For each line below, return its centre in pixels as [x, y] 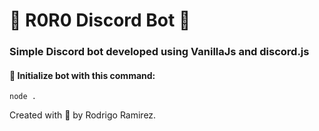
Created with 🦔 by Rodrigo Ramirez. [83, 115]
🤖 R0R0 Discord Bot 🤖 [100, 20]
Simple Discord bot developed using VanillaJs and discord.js [159, 52]
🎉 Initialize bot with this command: [82, 75]
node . [23, 97]
